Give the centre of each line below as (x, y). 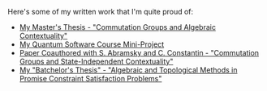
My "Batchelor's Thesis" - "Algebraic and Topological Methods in (128, 70)
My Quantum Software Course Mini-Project (92, 44)
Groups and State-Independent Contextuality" (96, 61)
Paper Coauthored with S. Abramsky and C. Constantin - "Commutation (139, 53)
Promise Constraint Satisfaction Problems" (90, 79)
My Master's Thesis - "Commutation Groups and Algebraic (118, 27)
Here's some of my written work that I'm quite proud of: (101, 12)
